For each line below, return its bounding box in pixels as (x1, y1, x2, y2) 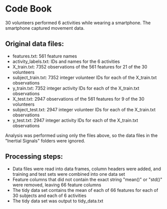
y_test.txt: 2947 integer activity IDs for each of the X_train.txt (12, 117, 138, 123)
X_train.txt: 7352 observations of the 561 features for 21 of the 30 (12, 63, 147, 69)
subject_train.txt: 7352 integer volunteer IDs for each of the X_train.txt (12, 74, 157, 81)
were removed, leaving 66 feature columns (12, 182, 101, 188)
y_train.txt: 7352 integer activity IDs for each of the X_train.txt (12, 85, 139, 91)
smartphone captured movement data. (5, 25, 85, 31)
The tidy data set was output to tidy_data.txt (12, 197, 104, 204)
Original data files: (5, 40, 64, 48)
